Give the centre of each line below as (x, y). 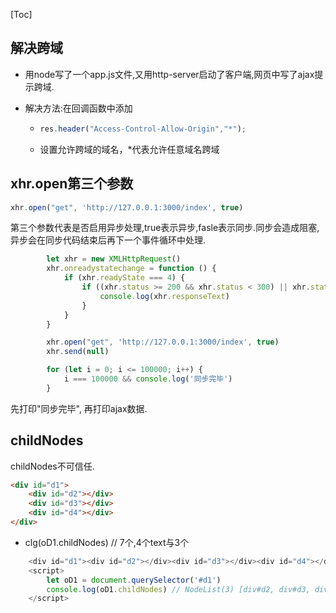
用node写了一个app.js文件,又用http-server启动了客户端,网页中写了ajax (169, 74)
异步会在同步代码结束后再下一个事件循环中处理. (108, 240)
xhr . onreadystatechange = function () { (131, 269)
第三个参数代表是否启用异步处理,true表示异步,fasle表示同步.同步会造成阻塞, (165, 228)
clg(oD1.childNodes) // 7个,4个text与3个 (107, 542)
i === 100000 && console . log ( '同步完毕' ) (148, 379)
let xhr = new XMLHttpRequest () (114, 259)
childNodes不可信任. (52, 466)
